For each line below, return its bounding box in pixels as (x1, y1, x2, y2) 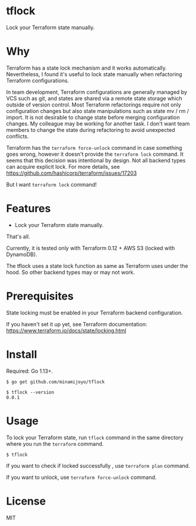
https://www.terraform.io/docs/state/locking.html (6, 327, 127, 334)
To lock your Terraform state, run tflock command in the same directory (6, 434, 184, 441)
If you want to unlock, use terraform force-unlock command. (6, 474, 157, 481)
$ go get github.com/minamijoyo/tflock (6, 379, 105, 385)
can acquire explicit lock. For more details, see (6, 163, 120, 170)
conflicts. (6, 133, 29, 140)
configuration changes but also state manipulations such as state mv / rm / (6, 107, 189, 114)
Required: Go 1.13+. (6, 367, 53, 374)
